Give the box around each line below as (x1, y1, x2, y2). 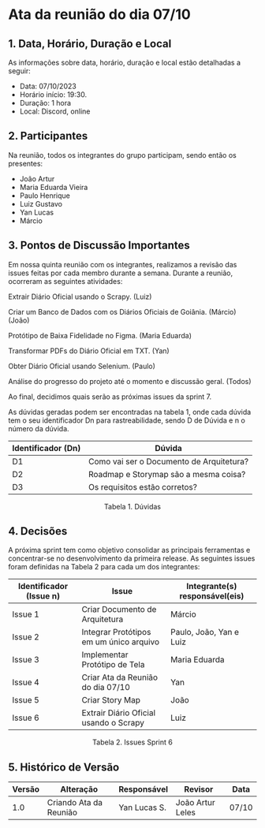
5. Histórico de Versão (8, 760, 120, 774)
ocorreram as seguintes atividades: (8, 276, 123, 285)
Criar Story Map (81, 695, 140, 706)
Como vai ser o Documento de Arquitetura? (88, 456, 249, 467)
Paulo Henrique (19, 191, 71, 200)
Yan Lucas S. (118, 802, 167, 813)
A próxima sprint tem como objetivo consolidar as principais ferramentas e (8, 546, 251, 555)
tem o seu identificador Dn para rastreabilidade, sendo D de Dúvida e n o (8, 416, 246, 425)
